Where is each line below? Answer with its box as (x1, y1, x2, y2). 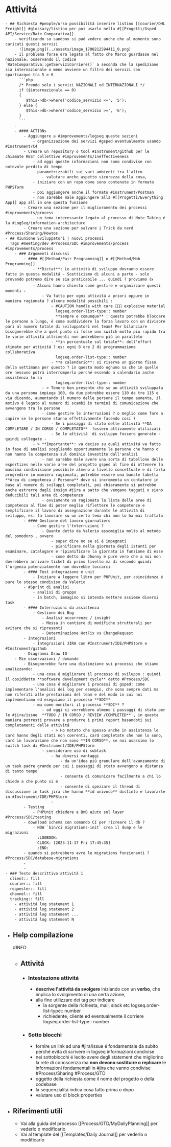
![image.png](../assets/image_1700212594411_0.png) (18, 47, 131, 52)
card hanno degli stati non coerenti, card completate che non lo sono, (5, 732, 163, 738)
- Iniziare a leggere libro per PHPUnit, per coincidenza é (32, 574, 163, 580)
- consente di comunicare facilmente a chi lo (60, 773, 161, 779)
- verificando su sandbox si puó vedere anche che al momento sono (14, 36, 161, 41)
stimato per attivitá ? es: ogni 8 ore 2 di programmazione (5, 344, 136, 350)
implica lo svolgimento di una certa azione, (35, 992, 126, 998)
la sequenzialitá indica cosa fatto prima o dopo (35, 1086, 134, 1092)
